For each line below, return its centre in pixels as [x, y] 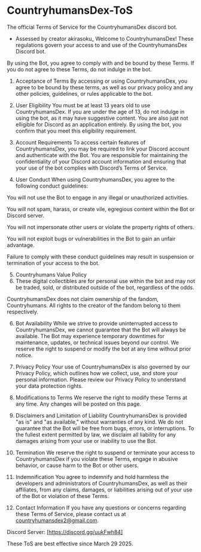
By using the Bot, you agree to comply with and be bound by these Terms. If [100, 63]
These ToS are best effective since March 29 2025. [70, 544]
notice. [24, 355]
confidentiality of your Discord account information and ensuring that [101, 161]
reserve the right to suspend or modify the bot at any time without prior [103, 349]
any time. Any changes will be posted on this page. [78, 404]
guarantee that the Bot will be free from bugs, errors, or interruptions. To [105, 428]
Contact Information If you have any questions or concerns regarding [100, 508]
